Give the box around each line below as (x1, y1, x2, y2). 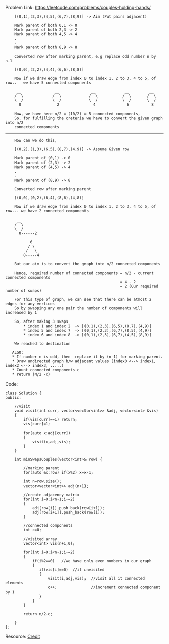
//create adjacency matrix (23, 492, 80, 497)
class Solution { (5, 391, 42, 396)
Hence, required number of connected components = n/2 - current (14, 271, 154, 276)
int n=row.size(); (23, 479, 62, 484)
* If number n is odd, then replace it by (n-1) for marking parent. (12, 354, 163, 359)
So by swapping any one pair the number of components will (14, 306, 143, 311)
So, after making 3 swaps (14, 319, 69, 324)
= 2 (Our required (120, 284, 158, 289)
